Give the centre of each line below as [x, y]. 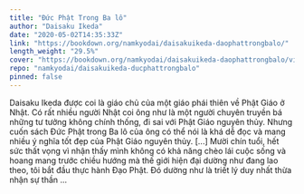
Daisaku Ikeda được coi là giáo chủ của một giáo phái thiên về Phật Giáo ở [147, 102]
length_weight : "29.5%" [54, 52]
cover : [22, 60]
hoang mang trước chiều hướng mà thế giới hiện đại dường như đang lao [144, 160]
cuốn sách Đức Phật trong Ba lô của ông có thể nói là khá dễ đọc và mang [147, 131]
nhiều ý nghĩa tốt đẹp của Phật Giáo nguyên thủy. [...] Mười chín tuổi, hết [144, 141]
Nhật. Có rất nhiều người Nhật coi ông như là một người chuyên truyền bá [146, 112]
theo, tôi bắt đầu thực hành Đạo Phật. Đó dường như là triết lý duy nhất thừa [151, 170]
